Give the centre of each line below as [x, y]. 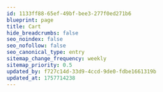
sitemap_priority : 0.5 [39, 65]
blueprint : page [30, 20]
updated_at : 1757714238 [41, 78]
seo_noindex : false [35, 39]
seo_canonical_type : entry [46, 53]
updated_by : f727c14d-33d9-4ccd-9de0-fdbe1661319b [81, 71]
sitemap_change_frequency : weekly [57, 59]
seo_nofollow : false [37, 46]
